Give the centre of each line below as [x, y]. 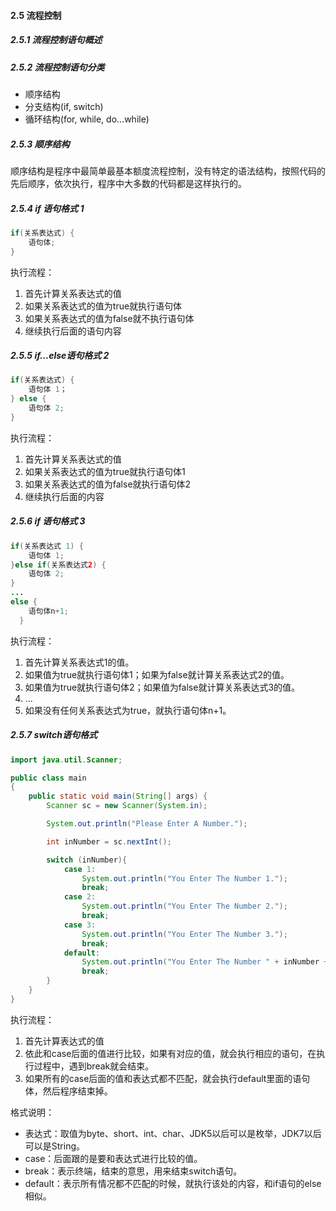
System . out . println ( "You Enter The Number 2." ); [184, 906]
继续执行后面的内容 [64, 496]
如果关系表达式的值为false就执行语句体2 [108, 484]
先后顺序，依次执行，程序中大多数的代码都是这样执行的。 [128, 183]
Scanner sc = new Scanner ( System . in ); [127, 806]
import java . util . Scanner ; [66, 760]
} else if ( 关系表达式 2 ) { [58, 565]
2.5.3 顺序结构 [40, 144]
